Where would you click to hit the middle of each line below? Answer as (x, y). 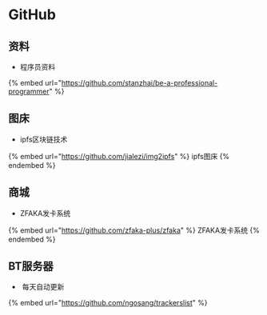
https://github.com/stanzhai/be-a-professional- (139, 83)
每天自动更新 (43, 287)
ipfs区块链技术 (44, 139)
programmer (29, 91)
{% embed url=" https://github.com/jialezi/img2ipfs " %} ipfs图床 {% (119, 156)
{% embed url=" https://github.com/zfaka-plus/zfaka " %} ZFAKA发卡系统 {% (134, 230)
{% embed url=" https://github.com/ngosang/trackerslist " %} (108, 303)
